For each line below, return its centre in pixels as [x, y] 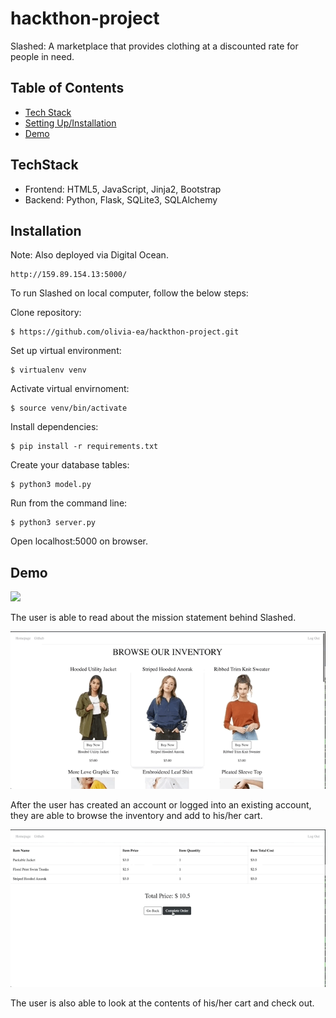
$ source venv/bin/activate [69, 408]
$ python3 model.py [51, 485]
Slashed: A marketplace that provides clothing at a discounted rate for [154, 46]
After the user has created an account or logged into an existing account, [161, 805]
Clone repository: [46, 313]
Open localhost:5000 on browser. [79, 541]
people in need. [42, 56]
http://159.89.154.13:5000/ [69, 275]
